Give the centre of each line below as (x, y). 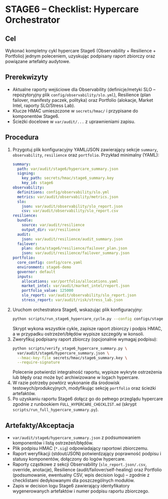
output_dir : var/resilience (51, 230)
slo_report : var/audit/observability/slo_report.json (79, 295)
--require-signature (39, 362)
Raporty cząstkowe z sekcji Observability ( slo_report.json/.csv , (79, 464)
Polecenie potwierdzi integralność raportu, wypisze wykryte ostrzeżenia (87, 372)
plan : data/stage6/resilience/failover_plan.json (74, 248)
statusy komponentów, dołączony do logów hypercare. (69, 459)
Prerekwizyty (27, 77)
